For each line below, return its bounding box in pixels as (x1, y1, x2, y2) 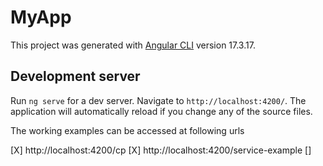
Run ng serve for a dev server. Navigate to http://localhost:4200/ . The (10, 94, 307, 106)
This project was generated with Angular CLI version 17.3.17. (10, 39, 256, 51)
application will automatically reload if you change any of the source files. (10, 105, 313, 117)
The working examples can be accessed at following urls (10, 124, 245, 136)
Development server (10, 68, 141, 85)
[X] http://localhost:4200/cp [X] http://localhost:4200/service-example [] (10, 144, 312, 156)
